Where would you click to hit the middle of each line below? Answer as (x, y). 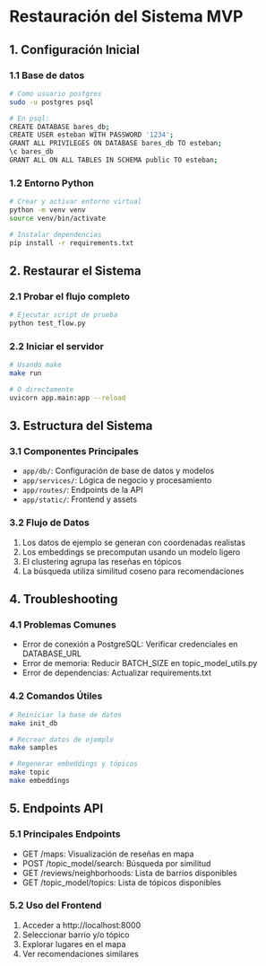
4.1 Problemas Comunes (63, 625)
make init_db (34, 723)
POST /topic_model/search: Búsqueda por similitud (116, 863)
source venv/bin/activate (57, 218)
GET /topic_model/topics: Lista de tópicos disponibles (122, 883)
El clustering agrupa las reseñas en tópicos (102, 561)
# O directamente (42, 390)
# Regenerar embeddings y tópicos (74, 764)
